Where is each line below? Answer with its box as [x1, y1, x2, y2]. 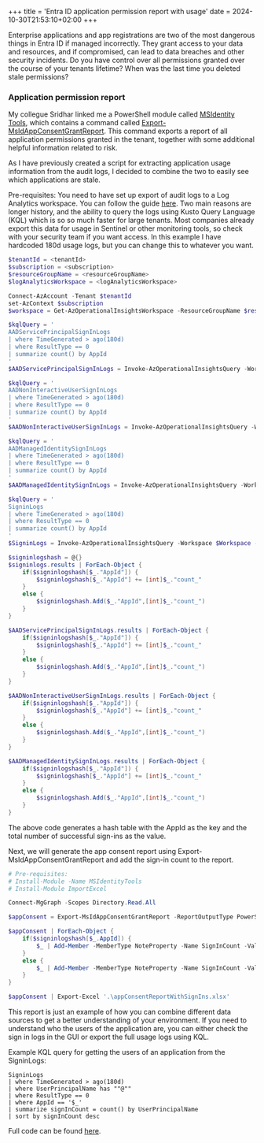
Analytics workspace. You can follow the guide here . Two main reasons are [8, 199, 251, 208]
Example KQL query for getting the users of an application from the [8, 1048, 225, 1057]
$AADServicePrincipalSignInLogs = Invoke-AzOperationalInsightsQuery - [8, 365, 247, 373]
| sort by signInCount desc [8, 1112, 101, 1121]
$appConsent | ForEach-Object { [8, 927, 114, 936]
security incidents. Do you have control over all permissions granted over [8, 55, 245, 65]
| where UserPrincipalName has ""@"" [8, 1085, 132, 1093]
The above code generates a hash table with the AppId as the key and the [8, 822, 247, 832]
